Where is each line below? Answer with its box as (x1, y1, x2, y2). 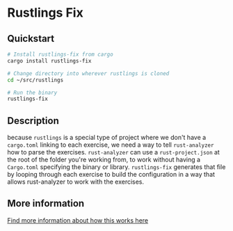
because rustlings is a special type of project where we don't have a (7, 134, 207, 142)
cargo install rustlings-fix (7, 57, 92, 64)
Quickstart (7, 33, 55, 45)
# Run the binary (7, 89, 58, 96)
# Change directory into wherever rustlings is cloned (7, 70, 170, 77)
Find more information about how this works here (7, 216, 149, 224)
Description (7, 115, 59, 127)
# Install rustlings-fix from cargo (7, 51, 113, 58)
